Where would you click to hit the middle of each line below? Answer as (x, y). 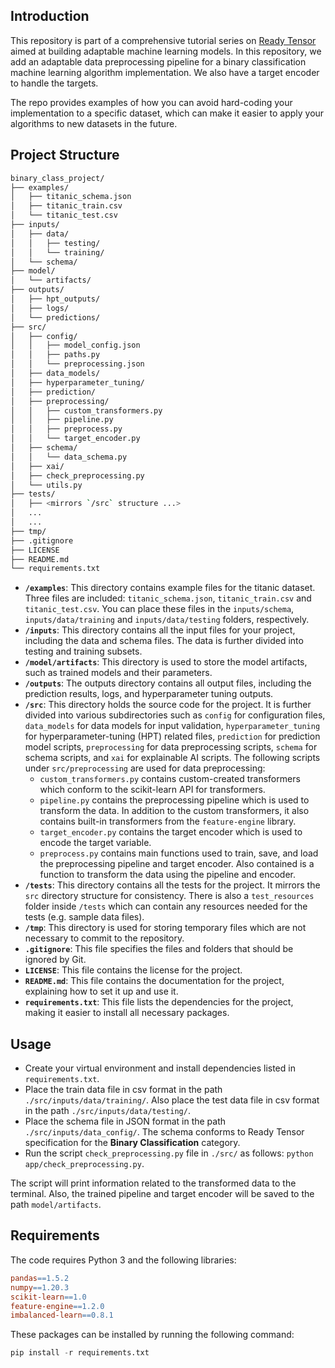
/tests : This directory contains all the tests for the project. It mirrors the (172, 885)
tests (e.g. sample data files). (84, 917)
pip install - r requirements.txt (80, 1353)
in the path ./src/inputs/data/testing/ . (107, 1111)
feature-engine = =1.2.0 (57, 1306)
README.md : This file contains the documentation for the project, (154, 981)
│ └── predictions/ (55, 317)
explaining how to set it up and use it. (101, 991)
